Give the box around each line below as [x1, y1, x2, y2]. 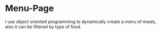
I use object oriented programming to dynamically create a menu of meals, [5, 19, 157, 24]
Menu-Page [5, 3, 54, 14]
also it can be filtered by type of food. [5, 23, 82, 29]
